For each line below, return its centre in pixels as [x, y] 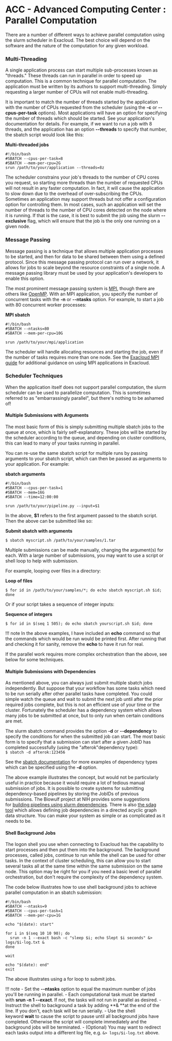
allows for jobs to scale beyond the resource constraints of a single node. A [85, 267]
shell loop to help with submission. [42, 561]
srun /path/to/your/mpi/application [44, 342]
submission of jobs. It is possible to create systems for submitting [75, 788]
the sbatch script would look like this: [45, 135]
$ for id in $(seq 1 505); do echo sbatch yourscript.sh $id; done [79, 624]
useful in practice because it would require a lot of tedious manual [75, 783]
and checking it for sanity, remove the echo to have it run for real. [75, 644]
